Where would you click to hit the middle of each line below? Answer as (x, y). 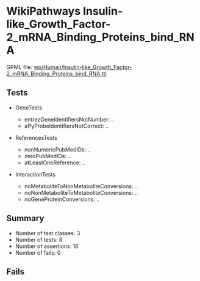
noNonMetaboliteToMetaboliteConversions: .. (81, 192)
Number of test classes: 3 (48, 233)
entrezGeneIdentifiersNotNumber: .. (69, 119)
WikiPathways (44, 11)
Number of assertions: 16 (47, 246)
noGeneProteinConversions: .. (62, 199)
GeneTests (29, 108)
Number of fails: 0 (38, 252)
